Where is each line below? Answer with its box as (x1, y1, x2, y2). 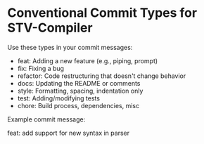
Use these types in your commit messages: (7, 43, 133, 51)
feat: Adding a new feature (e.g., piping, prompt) (17, 56, 158, 65)
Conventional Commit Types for (7, 5, 198, 21)
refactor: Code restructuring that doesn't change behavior (17, 72, 186, 80)
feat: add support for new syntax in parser (7, 129, 130, 137)
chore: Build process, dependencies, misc (17, 101, 139, 110)
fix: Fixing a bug (17, 64, 65, 72)
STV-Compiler (7, 20, 93, 36)
